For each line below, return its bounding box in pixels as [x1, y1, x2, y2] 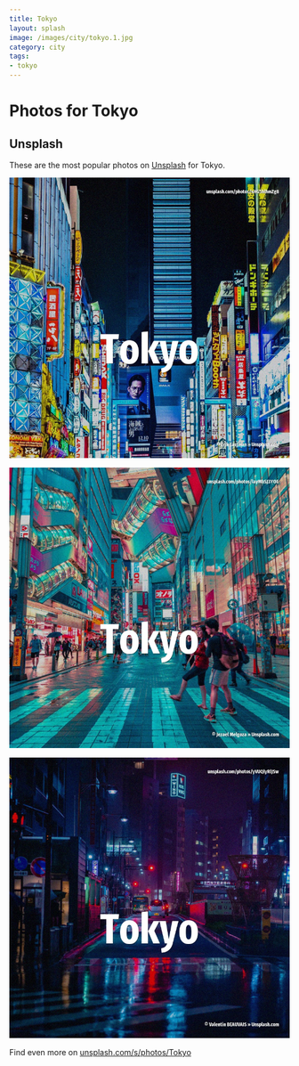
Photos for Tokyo [9, 101, 139, 121]
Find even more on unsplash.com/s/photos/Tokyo [9, 1047, 191, 1057]
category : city [9, 43, 66, 52]
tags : [9, 52, 29, 61]
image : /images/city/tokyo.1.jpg [9, 33, 133, 42]
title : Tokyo [9, 14, 58, 23]
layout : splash [9, 23, 66, 33]
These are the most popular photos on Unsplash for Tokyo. [9, 160, 225, 170]
